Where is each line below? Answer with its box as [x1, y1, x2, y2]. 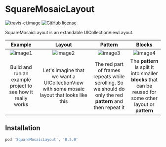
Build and [10, 63, 32, 70]
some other [130, 95, 158, 101]
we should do [93, 85, 125, 92]
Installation [5, 124, 41, 132]
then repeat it [93, 104, 125, 111]
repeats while [93, 73, 125, 80]
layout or [134, 100, 155, 107]
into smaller [130, 70, 158, 77]
